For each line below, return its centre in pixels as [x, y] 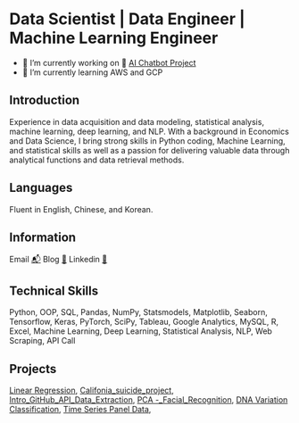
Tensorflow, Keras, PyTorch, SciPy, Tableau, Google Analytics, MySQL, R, [144, 322]
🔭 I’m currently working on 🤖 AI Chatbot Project [109, 62]
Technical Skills [54, 290]
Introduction [45, 100]
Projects [33, 369]
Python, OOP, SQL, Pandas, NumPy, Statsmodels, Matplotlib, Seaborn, [138, 312]
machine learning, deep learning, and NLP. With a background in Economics [149, 131]
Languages [41, 188]
